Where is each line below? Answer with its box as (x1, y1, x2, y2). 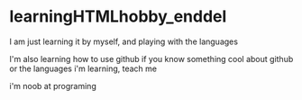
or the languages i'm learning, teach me (9, 63, 158, 74)
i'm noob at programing (9, 80, 96, 91)
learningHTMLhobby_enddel (9, 6, 227, 27)
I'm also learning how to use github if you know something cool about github (9, 53, 294, 64)
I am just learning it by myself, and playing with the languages (9, 36, 239, 47)
